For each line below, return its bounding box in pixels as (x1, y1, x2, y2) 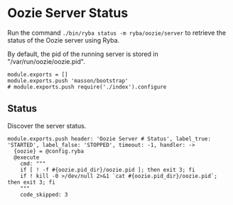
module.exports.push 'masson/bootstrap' (7, 77, 129, 84)
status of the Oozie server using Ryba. (7, 35, 120, 44)
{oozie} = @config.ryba (13, 148, 84, 155)
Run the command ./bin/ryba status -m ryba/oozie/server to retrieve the (7, 28, 226, 37)
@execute (13, 154, 40, 161)
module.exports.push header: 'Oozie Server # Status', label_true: (7, 135, 212, 143)
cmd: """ (20, 160, 46, 167)
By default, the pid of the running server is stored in (7, 50, 158, 58)
